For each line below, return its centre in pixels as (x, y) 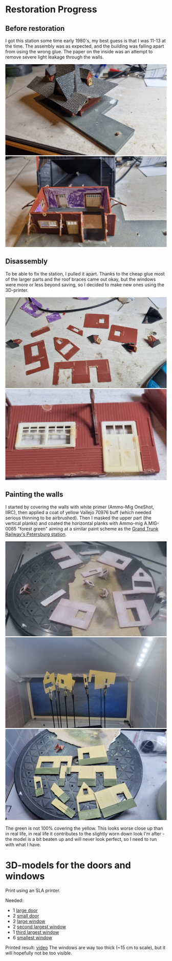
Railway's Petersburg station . (36, 534)
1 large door (25, 910)
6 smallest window (33, 937)
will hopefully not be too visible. (39, 953)
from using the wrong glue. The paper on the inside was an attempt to (79, 52)
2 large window (29, 921)
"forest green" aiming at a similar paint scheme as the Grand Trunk (88, 528)
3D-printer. (17, 290)
